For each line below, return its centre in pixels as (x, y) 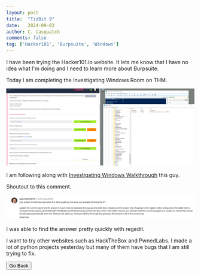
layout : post (22, 13)
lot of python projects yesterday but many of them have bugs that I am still (98, 247)
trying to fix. (21, 253)
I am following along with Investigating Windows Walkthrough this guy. (93, 175)
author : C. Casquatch (33, 32)
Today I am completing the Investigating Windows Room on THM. (87, 80)
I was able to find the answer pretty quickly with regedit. (75, 229)
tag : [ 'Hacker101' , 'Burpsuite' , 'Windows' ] (63, 44)
